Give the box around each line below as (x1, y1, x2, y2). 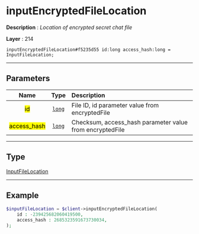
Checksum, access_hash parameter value (71, 118, 188, 126)
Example (6, 190, 39, 200)
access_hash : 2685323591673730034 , (17, 217, 108, 223)
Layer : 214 (6, 35, 34, 42)
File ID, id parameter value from (71, 101, 159, 109)
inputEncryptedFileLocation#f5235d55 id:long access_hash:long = (6, 46, 171, 53)
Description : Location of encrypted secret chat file (6, 24, 133, 31)
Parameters (6, 73, 50, 84)
